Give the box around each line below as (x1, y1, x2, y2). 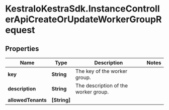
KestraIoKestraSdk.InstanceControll (5, 3, 160, 15)
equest (5, 25, 35, 36)
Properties (5, 44, 39, 53)
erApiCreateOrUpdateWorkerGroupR (5, 14, 162, 25)
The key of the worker (75, 68, 127, 74)
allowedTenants (8, 96, 47, 103)
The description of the (75, 82, 128, 89)
